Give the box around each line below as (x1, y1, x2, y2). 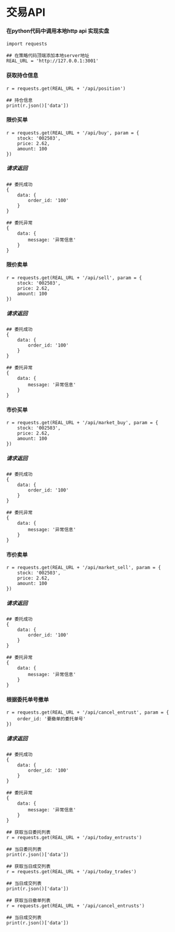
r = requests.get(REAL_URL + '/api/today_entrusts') (6, 835, 142, 841)
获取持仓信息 (6, 71, 38, 79)
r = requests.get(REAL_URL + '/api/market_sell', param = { (6, 565, 162, 571)
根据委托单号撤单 (6, 695, 49, 703)
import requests (6, 41, 47, 47)
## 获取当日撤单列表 (6, 897, 51, 904)
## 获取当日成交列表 (6, 863, 51, 870)
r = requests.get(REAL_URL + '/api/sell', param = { (6, 274, 142, 281)
